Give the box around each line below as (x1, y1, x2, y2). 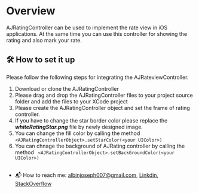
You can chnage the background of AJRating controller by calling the (14, 142, 185, 149)
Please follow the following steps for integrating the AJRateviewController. (6, 73, 189, 81)
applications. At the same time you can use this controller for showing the (6, 30, 188, 37)
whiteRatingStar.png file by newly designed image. (14, 123, 143, 130)
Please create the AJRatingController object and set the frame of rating (14, 104, 190, 111)
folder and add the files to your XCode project (14, 97, 128, 105)
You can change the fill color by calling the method (14, 130, 140, 137)
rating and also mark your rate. (6, 36, 82, 44)
